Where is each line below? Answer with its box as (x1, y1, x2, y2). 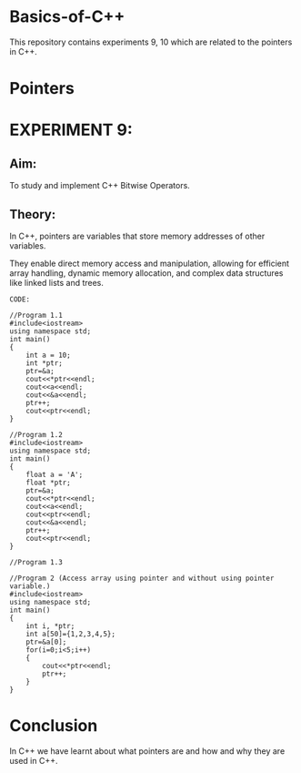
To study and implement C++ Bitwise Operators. (9, 180, 191, 191)
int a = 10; (25, 351, 71, 360)
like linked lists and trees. (9, 277, 105, 288)
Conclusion (9, 716, 98, 737)
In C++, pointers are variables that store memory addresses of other (9, 230, 266, 241)
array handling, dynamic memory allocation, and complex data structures (9, 267, 284, 279)
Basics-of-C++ (9, 6, 125, 27)
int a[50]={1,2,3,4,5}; (25, 629, 116, 638)
